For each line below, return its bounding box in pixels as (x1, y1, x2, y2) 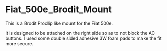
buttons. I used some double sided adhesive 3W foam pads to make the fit (5, 35, 162, 41)
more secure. (5, 40, 33, 46)
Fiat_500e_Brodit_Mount (5, 4, 112, 15)
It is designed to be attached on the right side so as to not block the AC (5, 30, 155, 36)
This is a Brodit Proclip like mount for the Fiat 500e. (5, 20, 113, 26)
